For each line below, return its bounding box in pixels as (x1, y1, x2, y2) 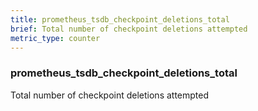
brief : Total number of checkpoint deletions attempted (10, 24, 248, 34)
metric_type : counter (10, 33, 101, 43)
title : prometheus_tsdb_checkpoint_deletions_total (10, 14, 230, 25)
